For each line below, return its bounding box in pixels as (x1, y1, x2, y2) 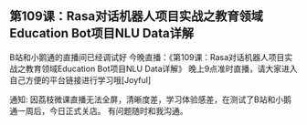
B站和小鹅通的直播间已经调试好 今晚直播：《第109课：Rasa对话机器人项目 (9, 51, 285, 62)
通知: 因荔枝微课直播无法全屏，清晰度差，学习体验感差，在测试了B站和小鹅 (9, 94, 292, 105)
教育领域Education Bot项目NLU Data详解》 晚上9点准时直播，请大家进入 (25, 63, 298, 74)
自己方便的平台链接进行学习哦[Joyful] (9, 74, 152, 85)
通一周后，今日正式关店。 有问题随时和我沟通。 (9, 105, 188, 116)
